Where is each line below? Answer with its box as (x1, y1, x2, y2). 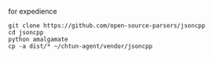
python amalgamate (8, 35, 68, 43)
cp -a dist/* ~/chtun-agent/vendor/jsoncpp (8, 42, 153, 50)
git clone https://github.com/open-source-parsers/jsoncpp (8, 22, 206, 30)
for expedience (8, 7, 57, 16)
